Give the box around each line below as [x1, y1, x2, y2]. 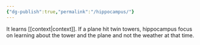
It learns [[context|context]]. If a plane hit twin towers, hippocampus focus [6, 25, 193, 32]
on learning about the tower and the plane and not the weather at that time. [6, 31, 195, 39]
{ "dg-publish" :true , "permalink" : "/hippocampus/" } [6, 8, 135, 15]
